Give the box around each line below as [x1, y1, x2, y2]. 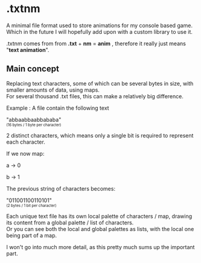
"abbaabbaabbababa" [6, 116, 62, 123]
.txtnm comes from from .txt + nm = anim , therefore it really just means [6, 40, 186, 47]
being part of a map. [6, 232, 57, 239]
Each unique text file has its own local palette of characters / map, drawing [6, 212, 193, 220]
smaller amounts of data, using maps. [6, 86, 100, 93]
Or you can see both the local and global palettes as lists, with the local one [6, 225, 194, 232]
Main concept [6, 64, 59, 74]
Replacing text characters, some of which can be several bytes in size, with [6, 80, 194, 87]
